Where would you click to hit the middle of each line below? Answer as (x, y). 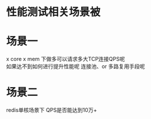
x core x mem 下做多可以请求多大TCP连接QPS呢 (66, 59)
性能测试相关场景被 (53, 12)
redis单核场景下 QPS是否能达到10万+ (52, 110)
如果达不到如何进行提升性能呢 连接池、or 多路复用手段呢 (75, 66)
